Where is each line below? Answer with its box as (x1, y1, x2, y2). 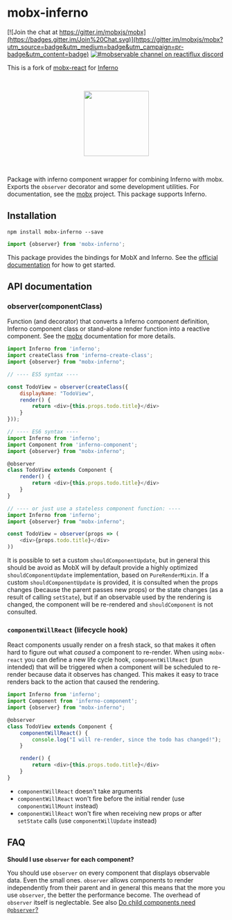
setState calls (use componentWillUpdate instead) (17, 816, 157, 825)
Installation (7, 210, 57, 222)
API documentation (7, 281, 92, 293)
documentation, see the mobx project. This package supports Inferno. (7, 190, 207, 198)
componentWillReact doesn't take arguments (17, 787, 143, 795)
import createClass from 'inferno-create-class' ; (7, 352, 154, 359)
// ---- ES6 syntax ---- (7, 429, 79, 436)
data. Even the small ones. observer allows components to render (7, 876, 194, 884)
